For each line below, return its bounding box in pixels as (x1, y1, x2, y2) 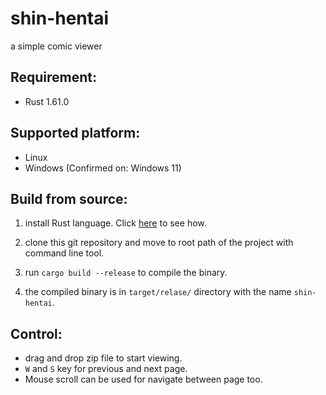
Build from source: (10, 190, 128, 207)
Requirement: (10, 69, 98, 86)
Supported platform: (10, 125, 141, 142)
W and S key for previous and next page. (24, 363, 188, 375)
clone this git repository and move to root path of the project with (24, 237, 294, 249)
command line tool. (24, 247, 105, 259)
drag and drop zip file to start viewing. (24, 352, 183, 364)
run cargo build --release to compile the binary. (24, 267, 228, 279)
